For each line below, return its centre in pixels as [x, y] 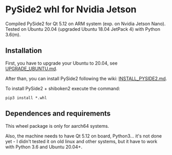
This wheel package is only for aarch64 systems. [57, 126]
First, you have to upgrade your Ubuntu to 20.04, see [62, 63]
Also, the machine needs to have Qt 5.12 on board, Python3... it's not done [84, 136]
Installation [24, 51]
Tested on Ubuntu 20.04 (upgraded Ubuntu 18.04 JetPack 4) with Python [83, 29]
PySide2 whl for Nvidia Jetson [71, 9]
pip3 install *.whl [26, 98]
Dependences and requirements [58, 114]
